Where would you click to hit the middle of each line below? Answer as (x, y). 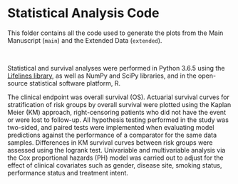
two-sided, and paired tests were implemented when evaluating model (111, 127)
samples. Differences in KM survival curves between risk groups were (110, 142)
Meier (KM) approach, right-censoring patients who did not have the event (117, 112)
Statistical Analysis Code (83, 13)
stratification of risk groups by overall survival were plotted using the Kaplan (119, 104)
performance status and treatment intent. (68, 173)
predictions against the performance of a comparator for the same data (112, 135)
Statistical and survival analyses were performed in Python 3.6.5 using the (116, 68)
